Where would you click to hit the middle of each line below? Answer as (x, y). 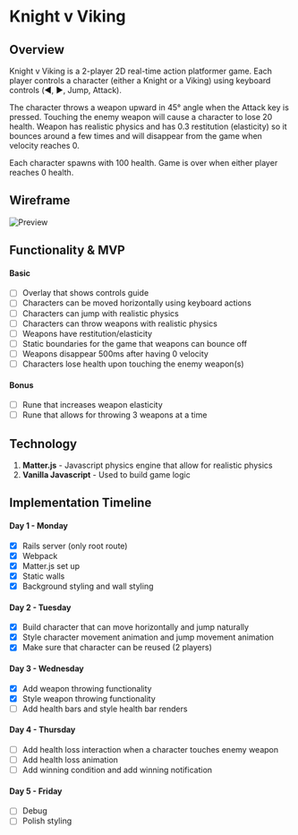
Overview (37, 50)
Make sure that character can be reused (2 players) (117, 648)
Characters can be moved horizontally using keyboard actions (137, 303)
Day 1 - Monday (39, 526)
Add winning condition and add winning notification (117, 770)
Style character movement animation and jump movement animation (148, 637)
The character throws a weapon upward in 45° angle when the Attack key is (149, 108)
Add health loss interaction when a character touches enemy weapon (150, 749)
